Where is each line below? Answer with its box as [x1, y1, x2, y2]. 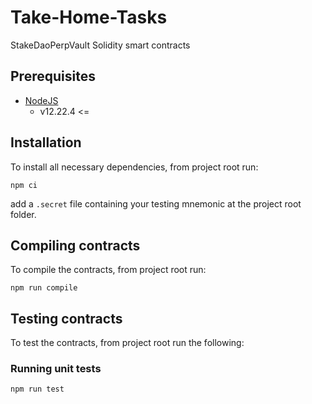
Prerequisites [10, 68, 96, 85]
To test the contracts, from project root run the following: [10, 337, 245, 349]
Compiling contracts [10, 237, 141, 254]
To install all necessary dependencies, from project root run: [10, 161, 259, 173]
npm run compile [10, 283, 78, 293]
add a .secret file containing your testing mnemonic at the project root [10, 197, 302, 210]
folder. [10, 208, 37, 220]
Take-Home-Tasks [10, 6, 168, 29]
